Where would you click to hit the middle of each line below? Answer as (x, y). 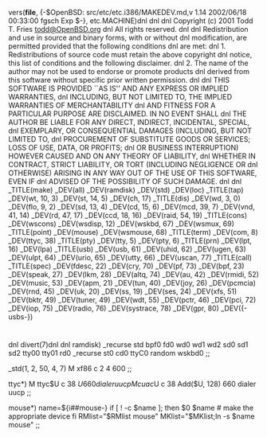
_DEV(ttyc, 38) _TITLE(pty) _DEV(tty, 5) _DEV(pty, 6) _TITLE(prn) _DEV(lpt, (130, 240)
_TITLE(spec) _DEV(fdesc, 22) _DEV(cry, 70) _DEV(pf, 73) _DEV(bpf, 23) (126, 266)
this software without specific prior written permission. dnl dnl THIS (119, 80)
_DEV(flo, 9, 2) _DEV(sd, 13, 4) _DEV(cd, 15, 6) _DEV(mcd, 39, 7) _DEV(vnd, (132, 207)
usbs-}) (21, 317)
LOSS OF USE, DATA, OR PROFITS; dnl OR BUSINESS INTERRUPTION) (124, 148)
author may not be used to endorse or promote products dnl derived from (129, 71)
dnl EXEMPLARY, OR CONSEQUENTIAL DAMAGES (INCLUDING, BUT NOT (130, 131)
